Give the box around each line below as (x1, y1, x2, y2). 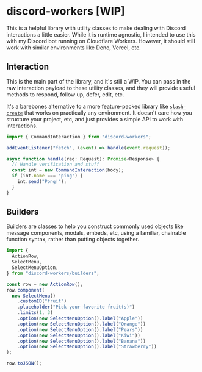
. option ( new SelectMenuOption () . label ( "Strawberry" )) (17, 343, 157, 350)
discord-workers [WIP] (6, 4, 125, 18)
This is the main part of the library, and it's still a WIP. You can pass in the (6, 77, 191, 85)
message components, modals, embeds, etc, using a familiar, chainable (6, 229, 186, 237)
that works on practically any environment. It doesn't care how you (24, 109, 192, 116)
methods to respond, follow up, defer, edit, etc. (6, 90, 124, 98)
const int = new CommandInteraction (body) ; (12, 167, 124, 173)
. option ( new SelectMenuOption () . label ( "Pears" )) (17, 326, 143, 333)
